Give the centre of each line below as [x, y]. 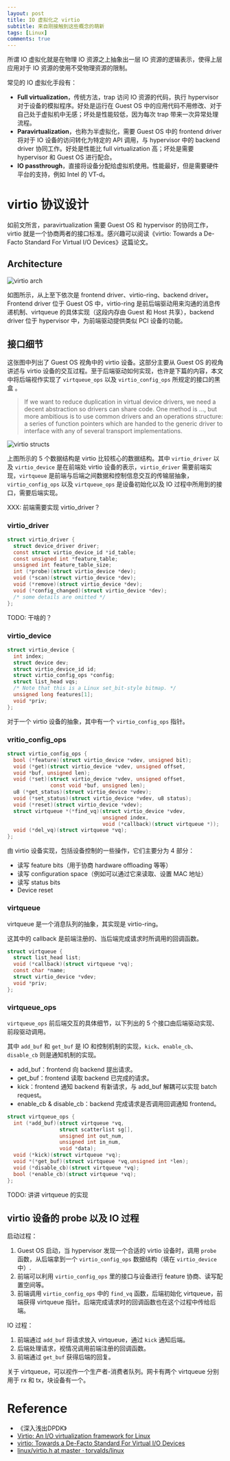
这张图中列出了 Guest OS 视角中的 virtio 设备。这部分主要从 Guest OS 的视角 [115, 362]
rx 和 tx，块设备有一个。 [55, 1380]
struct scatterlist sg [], [96, 1129]
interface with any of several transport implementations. [103, 430]
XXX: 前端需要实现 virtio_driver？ [54, 507]
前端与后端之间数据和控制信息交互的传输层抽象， [124, 475]
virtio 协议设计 [48, 205]
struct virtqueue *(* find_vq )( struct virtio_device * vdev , [100, 811]
